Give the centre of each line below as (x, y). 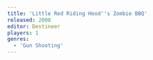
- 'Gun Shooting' (39, 46)
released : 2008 (29, 20)
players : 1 (23, 33)
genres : (18, 39)
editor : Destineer (34, 26)
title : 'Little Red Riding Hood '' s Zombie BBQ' (78, 13)
